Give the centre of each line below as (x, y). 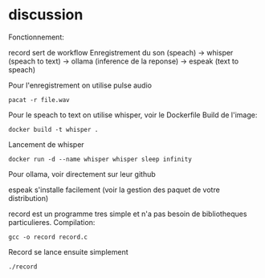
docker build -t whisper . (53, 129)
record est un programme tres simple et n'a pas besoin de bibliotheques (128, 214)
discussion (46, 15)
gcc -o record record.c (48, 237)
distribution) (29, 198)
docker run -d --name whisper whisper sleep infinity (100, 159)
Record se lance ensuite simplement (68, 251)
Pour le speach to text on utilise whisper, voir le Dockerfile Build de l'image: (133, 115)
